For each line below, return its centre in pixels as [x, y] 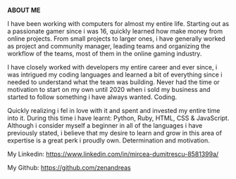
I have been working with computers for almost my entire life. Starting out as [118, 24]
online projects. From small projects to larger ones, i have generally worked [116, 39]
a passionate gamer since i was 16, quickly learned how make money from [115, 31]
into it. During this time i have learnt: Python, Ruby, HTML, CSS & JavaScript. [118, 118]
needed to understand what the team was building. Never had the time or [113, 82]
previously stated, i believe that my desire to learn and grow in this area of [114, 133]
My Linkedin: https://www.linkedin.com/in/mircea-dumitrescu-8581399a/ [113, 154]
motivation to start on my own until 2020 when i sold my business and [109, 89]
